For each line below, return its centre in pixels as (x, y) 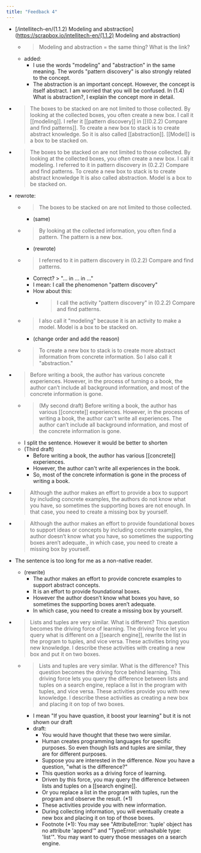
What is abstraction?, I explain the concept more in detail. (104, 97)
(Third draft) (39, 449)
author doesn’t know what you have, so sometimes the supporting (112, 536)
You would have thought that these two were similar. (106, 735)
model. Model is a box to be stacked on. (88, 327)
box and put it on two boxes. (65, 654)
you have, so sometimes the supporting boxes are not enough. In (110, 505)
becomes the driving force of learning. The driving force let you (108, 628)
